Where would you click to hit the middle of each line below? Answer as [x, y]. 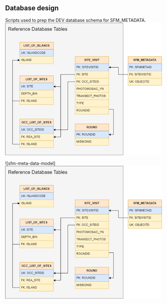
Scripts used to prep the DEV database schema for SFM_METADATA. [76, 20]
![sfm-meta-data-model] [30, 163]
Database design [32, 8]
